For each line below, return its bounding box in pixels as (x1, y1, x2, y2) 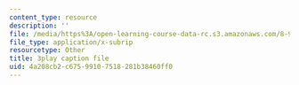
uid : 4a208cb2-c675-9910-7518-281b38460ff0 (9, 63, 174, 72)
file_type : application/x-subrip (9, 37, 133, 47)
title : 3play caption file (9, 54, 109, 63)
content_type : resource (9, 12, 98, 22)
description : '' (9, 21, 69, 30)
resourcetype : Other (9, 46, 86, 55)
